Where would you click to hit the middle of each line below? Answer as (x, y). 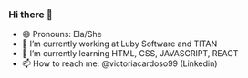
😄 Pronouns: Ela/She (62, 34)
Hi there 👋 (31, 15)
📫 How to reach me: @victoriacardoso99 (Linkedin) (119, 63)
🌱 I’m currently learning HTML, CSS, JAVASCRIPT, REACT (130, 54)
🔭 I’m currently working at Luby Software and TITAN (119, 44)
